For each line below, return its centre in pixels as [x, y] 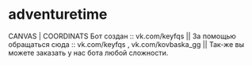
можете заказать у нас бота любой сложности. [88, 52]
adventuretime [58, 14]
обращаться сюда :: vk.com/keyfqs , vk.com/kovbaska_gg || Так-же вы [126, 44]
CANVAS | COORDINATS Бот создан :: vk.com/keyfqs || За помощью [122, 36]
